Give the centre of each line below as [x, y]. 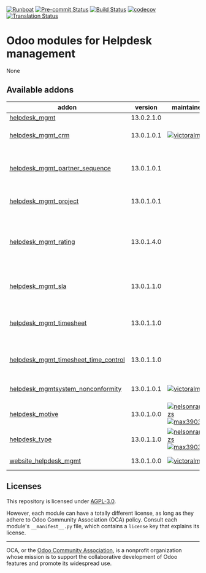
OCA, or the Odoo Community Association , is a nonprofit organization [94, 550]
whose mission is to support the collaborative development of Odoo [92, 556]
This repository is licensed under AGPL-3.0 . [61, 501]
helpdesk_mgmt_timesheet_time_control [67, 360]
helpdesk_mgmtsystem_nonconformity [66, 389]
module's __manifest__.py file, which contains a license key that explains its [103, 526]
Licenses [24, 486]
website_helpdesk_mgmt [45, 461]
